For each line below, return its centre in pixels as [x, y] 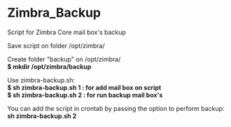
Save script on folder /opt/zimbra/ [56, 45]
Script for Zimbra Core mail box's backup [66, 32]
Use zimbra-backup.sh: [41, 80]
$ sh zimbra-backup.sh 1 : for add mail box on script [84, 87]
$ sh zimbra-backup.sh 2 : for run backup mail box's [85, 95]
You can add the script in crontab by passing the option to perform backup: [116, 108]
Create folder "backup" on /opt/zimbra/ [64, 59]
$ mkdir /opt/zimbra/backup [49, 66]
